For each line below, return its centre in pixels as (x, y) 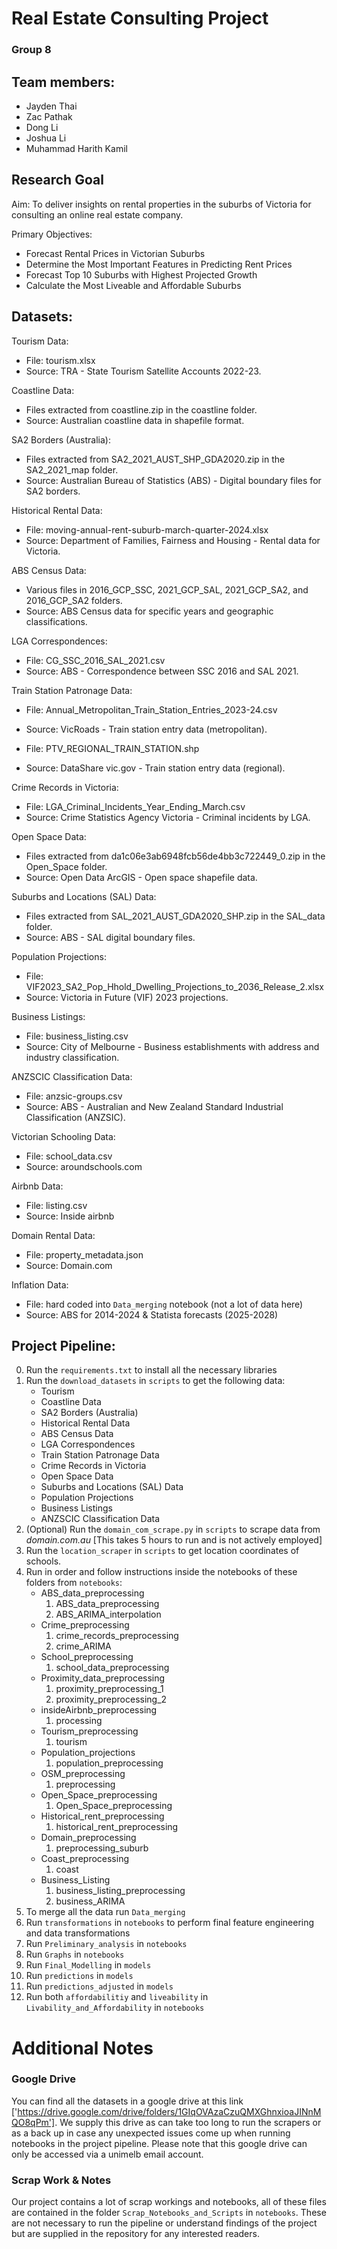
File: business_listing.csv (77, 1036)
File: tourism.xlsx (60, 360)
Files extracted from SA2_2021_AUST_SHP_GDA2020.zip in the (155, 459)
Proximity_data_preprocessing (103, 1678)
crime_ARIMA (83, 1646)
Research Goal (57, 180)
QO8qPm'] (33, 2122)
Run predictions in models (79, 1976)
